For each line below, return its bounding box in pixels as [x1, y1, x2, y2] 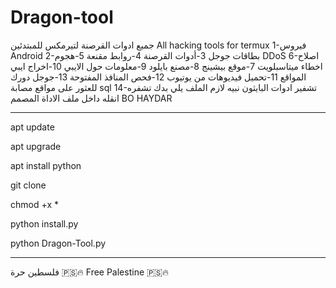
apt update [10, 121, 55, 133]
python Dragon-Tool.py [10, 237, 107, 249]
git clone [10, 179, 47, 191]
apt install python [10, 159, 82, 171]
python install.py [10, 217, 79, 230]
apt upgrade [10, 140, 62, 152]
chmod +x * [10, 198, 59, 210]
